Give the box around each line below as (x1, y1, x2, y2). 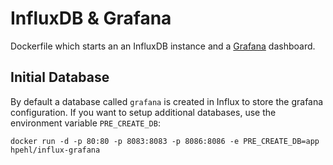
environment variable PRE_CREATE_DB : (10, 117, 161, 129)
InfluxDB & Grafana (10, 7, 172, 30)
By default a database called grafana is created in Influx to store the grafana (10, 95, 324, 107)
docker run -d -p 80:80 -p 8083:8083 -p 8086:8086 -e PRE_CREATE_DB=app (10, 136, 320, 146)
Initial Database (10, 69, 110, 86)
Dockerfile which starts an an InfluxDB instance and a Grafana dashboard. (10, 40, 316, 52)
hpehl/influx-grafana (10, 145, 101, 155)
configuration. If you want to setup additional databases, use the (10, 106, 277, 118)
